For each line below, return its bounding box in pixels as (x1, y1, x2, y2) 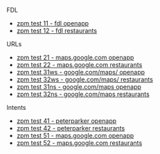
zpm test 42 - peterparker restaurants (16, 124, 125, 132)
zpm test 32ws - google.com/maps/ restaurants (16, 75, 154, 84)
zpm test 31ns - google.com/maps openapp (16, 83, 141, 90)
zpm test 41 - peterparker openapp (16, 117, 117, 125)
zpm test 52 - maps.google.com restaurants (16, 139, 143, 147)
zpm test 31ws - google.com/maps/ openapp (16, 68, 145, 76)
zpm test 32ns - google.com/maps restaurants (16, 90, 150, 98)
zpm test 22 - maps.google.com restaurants (16, 61, 143, 68)
